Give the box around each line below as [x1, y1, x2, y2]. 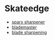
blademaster [11, 24, 37, 30]
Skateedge [4, 3, 50, 14]
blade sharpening [11, 29, 47, 35]
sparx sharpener [11, 19, 45, 25]
